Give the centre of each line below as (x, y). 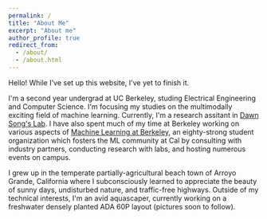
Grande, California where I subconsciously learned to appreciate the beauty (133, 181)
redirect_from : (33, 45)
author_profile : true (44, 38)
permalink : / (30, 16)
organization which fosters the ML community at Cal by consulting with (125, 140)
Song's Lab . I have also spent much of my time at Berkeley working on (124, 123)
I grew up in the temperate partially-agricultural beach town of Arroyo (122, 173)
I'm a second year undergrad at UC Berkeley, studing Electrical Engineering (132, 98)
